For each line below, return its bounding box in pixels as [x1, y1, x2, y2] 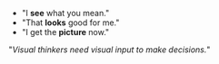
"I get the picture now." [21, 27, 110, 37]
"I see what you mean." [21, 8, 110, 18]
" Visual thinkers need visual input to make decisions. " [8, 44, 211, 55]
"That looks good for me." [21, 17, 120, 28]
